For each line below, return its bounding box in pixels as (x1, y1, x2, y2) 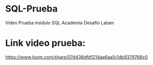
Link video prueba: (5, 37, 86, 49)
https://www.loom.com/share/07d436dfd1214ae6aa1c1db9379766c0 (5, 54, 148, 60)
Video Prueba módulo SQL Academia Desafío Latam (5, 20, 114, 26)
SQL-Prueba (5, 3, 58, 15)
